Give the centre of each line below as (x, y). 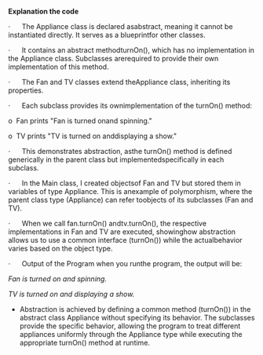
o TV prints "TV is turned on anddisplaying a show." (93, 136)
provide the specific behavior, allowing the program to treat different (130, 326)
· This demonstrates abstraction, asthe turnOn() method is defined (120, 151)
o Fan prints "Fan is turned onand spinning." (80, 121)
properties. (26, 90)
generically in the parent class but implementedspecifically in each (116, 159)
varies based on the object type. (60, 248)
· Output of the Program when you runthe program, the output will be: (125, 264)
